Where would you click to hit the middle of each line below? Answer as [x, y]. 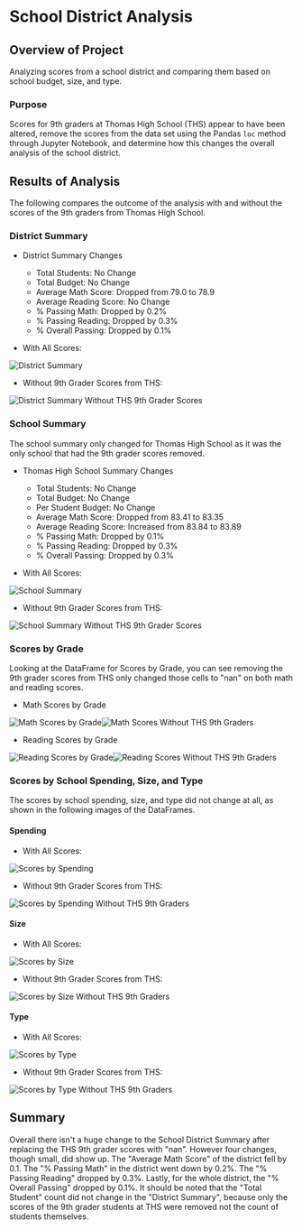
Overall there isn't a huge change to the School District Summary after [140, 1140]
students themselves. [49, 1216]
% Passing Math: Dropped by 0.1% [100, 536]
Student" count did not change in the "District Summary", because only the [149, 1197]
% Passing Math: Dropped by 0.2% [101, 311]
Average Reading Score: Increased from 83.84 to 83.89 [138, 526]
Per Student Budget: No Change [96, 507]
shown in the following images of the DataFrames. [102, 810]
